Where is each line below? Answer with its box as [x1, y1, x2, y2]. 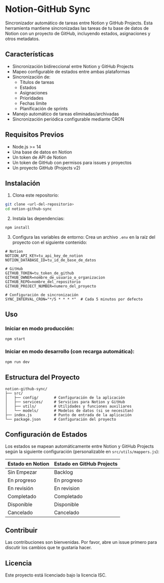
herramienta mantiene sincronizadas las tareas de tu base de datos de [5, 25, 149, 31]
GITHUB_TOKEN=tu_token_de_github [5, 271, 74, 276]
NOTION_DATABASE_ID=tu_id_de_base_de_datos [5, 258, 97, 263]
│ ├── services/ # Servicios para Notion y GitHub [5, 399, 125, 404]
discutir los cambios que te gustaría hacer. [5, 545, 92, 551]
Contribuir [5, 526, 38, 534]
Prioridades [19, 95, 44, 101]
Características [5, 50, 54, 59]
